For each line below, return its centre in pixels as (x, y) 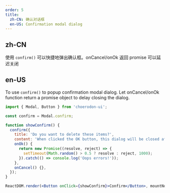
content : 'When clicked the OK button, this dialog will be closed (87, 139)
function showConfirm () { (32, 125)
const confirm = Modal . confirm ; (39, 116)
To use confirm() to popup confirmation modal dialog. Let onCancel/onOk (82, 92)
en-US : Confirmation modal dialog (46, 24)
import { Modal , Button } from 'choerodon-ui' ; (56, 107)
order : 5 (14, 10)
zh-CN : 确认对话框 (27, 19)
